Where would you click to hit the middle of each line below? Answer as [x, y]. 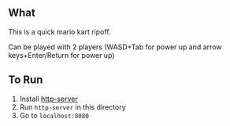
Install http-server [48, 99]
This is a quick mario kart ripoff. [60, 31]
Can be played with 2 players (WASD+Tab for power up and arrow [115, 47]
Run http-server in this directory [72, 107]
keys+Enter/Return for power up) [61, 55]
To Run [26, 80]
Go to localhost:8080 [54, 115]
